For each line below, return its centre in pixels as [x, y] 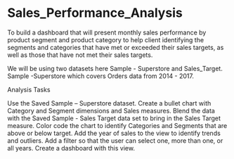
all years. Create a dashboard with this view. [71, 148]
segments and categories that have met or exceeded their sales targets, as [116, 47]
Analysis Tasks [29, 89]
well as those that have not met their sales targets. [80, 55]
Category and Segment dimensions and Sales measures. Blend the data [111, 110]
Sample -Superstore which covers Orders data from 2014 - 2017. [101, 76]
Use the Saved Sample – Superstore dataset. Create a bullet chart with [109, 103]
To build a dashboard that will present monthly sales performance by [107, 32]
